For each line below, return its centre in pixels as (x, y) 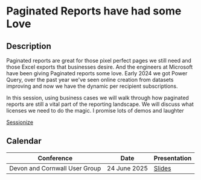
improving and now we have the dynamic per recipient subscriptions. (92, 86)
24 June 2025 (127, 168)
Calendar (24, 141)
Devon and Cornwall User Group (55, 168)
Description (29, 46)
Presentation (173, 158)
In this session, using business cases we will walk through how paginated (97, 98)
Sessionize (20, 122)
